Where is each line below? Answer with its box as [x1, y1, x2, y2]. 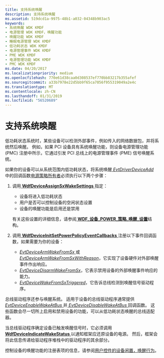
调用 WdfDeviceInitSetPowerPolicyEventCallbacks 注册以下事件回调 [12, 233, 153, 239]
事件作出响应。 [19, 261, 50, 267]
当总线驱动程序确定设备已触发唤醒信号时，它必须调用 [5, 325, 112, 331]
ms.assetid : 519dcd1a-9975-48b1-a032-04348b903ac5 [5, 16, 110, 21]
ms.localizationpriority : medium [5, 71, 73, 76]
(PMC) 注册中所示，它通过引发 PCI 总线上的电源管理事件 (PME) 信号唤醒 [5, 150, 150, 156]
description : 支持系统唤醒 [5, 12, 56, 17]
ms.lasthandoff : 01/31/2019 [5, 93, 62, 98]
